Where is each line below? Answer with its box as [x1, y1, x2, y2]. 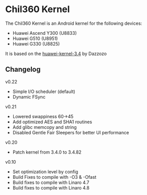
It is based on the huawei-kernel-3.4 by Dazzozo [5, 51, 107, 57]
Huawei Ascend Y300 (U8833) [12, 30, 77, 36]
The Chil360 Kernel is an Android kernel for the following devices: [5, 20, 142, 26]
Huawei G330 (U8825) [12, 40, 60, 46]
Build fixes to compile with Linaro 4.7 [12, 179, 89, 185]
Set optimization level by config [12, 168, 78, 175]
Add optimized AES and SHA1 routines [12, 119, 92, 125]
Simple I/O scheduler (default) [12, 88, 76, 94]
